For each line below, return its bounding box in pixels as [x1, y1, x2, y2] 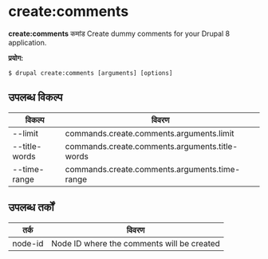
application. [8, 37, 47, 47]
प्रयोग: [8, 53, 24, 62]
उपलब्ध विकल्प [8, 91, 63, 104]
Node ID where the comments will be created [51, 237, 221, 249]
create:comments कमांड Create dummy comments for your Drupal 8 [8, 29, 230, 38]
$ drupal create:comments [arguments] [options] [8, 69, 173, 77]
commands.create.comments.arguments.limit [65, 128, 235, 139]
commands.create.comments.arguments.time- [65, 163, 241, 175]
